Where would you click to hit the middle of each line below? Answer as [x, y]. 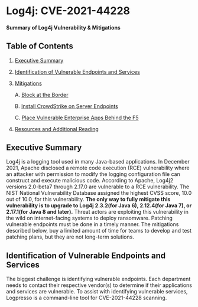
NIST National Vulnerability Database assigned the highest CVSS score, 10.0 [99, 193]
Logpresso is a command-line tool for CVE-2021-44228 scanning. [87, 298]
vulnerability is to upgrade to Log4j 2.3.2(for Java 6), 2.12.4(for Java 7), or [99, 205]
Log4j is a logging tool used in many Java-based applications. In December [98, 162]
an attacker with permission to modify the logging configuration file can [93, 174]
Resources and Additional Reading [56, 129]
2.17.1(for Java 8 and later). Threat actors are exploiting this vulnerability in [98, 212]
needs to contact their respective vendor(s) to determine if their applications [99, 285]
